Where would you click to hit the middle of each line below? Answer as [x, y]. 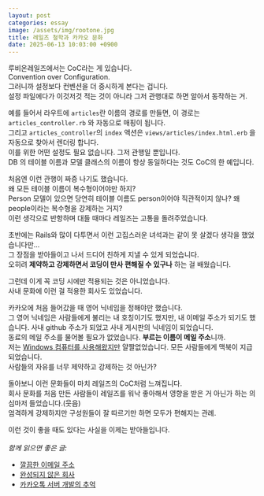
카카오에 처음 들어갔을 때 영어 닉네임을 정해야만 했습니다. [95, 308]
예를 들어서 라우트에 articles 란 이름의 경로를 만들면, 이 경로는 [104, 113]
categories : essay [38, 23]
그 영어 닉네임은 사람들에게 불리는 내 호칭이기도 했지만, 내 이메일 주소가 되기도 [128, 318]
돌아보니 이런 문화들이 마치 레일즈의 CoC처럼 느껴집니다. [95, 383]
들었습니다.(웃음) [55, 403]
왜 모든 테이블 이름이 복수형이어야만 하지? [72, 189]
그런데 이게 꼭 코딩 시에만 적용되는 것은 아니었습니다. [89, 281]
